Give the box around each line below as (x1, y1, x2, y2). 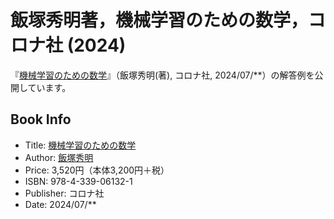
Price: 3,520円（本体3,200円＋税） (24, 164, 170, 176)
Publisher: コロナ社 (24, 187, 105, 199)
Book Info (10, 111, 72, 128)
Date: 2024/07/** (24, 198, 97, 210)
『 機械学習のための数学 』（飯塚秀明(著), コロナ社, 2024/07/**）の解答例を (10, 69, 315, 81)
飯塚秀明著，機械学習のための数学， (10, 9, 309, 32)
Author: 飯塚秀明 (24, 151, 94, 163)
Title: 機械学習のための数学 (24, 139, 137, 151)
